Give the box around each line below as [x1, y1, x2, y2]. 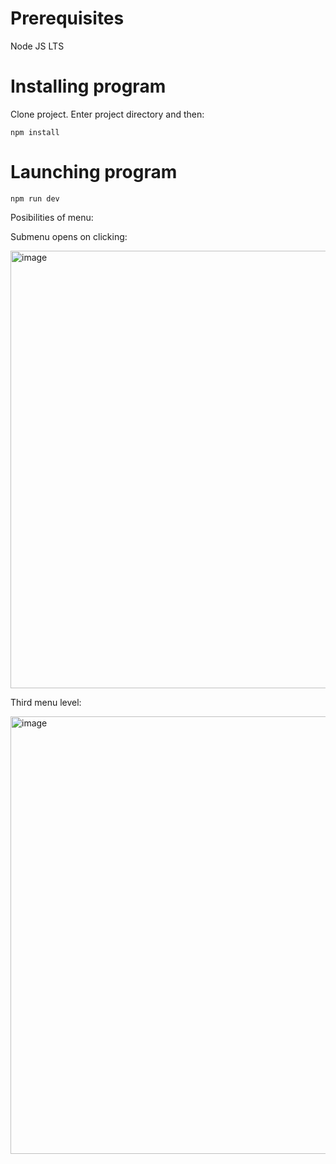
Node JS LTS [10, 40, 65, 52]
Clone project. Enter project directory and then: [10, 108, 205, 120]
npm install [10, 127, 60, 137]
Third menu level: [10, 696, 82, 708]
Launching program [10, 161, 178, 184]
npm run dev [10, 193, 60, 204]
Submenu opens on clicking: [10, 230, 128, 242]
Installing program [10, 75, 167, 98]
